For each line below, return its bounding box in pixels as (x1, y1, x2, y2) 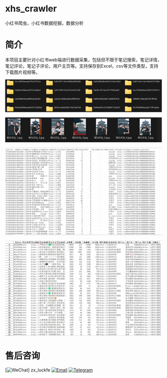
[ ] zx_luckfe (5, 367, 51, 373)
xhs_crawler (5, 3, 57, 14)
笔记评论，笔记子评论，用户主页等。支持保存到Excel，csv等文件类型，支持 (5, 63, 159, 69)
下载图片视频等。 (5, 69, 40, 75)
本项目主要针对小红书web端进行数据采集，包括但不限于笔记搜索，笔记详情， (5, 57, 162, 63)
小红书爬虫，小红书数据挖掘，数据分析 (5, 20, 83, 26)
